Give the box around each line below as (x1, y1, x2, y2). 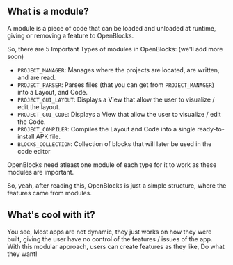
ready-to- (197, 125, 225, 133)
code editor (17, 147, 51, 155)
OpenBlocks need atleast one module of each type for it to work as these (7, 160, 217, 169)
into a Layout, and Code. (17, 88, 88, 96)
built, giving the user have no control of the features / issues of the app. (7, 234, 213, 243)
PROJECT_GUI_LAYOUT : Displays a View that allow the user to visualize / (17, 95, 215, 104)
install (17, 132, 35, 140)
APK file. (35, 132, 61, 140)
